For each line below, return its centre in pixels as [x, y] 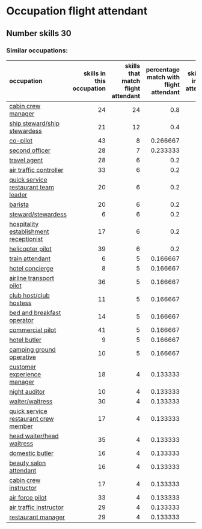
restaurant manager [37, 517]
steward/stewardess [38, 214]
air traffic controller [36, 170]
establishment [29, 231]
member [21, 426]
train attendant [30, 258]
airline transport [32, 278]
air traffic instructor [37, 507]
